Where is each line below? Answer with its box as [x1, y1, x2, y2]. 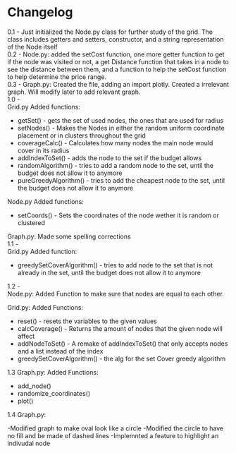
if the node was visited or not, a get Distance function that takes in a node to [7, 57, 229, 66]
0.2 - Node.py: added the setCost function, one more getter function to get [7, 50, 225, 59]
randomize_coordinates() [17, 389, 91, 397]
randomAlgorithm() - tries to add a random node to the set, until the [17, 161, 213, 169]
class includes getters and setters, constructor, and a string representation [7, 35, 224, 43]
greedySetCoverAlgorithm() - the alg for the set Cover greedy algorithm [17, 354, 226, 363]
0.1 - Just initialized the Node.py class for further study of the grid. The [7, 28, 213, 36]
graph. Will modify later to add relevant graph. [7, 87, 141, 96]
